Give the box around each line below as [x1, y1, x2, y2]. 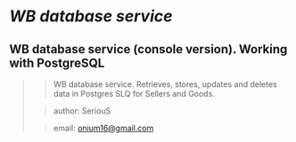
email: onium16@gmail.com [53, 122, 154, 133]
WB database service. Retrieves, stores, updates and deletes [53, 79, 278, 90]
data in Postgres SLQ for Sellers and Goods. [53, 89, 216, 99]
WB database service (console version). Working [9, 42, 288, 57]
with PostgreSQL [9, 55, 105, 70]
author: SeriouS [53, 106, 111, 116]
